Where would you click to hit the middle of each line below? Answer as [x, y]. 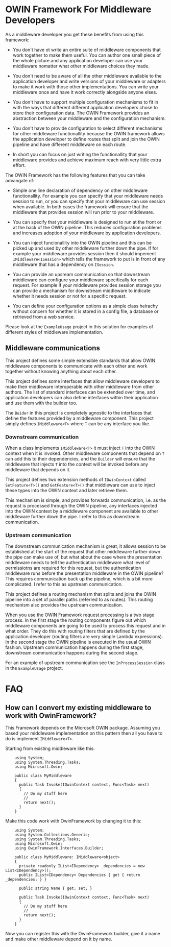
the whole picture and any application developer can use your [78, 60]
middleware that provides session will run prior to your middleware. [83, 212]
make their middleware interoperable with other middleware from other [80, 386]
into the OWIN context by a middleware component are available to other [82, 511]
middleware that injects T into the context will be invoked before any [77, 464]
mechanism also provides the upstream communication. [64, 605]
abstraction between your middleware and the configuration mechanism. [89, 118]
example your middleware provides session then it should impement [84, 253]
